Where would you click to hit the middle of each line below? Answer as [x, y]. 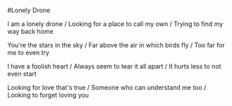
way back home [31, 31]
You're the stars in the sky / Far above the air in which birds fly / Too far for [116, 45]
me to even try [28, 53]
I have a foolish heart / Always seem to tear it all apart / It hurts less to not [114, 66]
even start [22, 74]
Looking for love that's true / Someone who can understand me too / [107, 87]
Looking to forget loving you [48, 95]
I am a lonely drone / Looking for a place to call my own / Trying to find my [115, 24]
